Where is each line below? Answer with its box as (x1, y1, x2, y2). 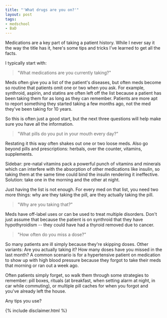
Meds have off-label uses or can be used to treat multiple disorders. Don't (5, 211, 157, 217)
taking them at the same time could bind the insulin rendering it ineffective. (5, 171, 159, 178)
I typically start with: (5, 60, 47, 66)
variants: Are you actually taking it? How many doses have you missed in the (5, 246, 163, 253)
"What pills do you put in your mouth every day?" (17, 131, 119, 137)
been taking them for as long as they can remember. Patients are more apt (5, 96, 158, 102)
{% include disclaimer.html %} (5, 307, 67, 313)
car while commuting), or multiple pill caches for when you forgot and (5, 283, 149, 289)
